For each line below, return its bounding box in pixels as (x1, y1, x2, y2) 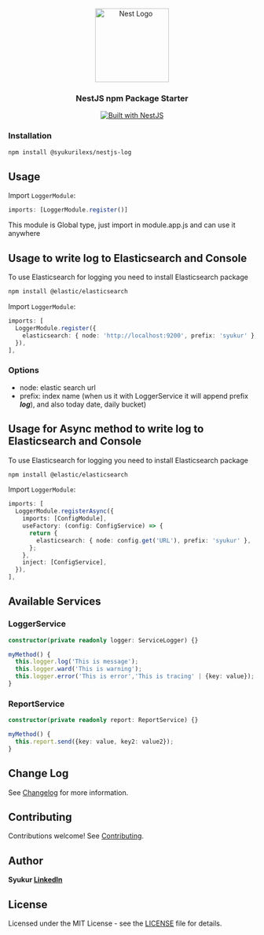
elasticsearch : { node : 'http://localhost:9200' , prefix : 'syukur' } (22, 331, 255, 340)
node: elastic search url (19, 382, 96, 392)
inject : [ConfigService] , (22, 558, 108, 566)
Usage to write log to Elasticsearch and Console (8, 252, 247, 265)
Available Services (8, 594, 101, 609)
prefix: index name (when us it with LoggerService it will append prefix (19, 391, 249, 400)
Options (8, 365, 39, 376)
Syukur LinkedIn (8, 875, 63, 885)
